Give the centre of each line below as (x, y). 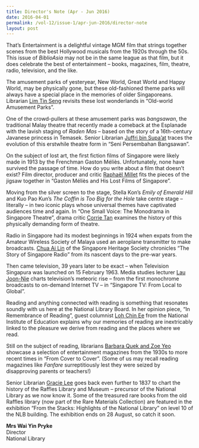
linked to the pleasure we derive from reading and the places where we (93, 328)
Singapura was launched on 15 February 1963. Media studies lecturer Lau (96, 272)
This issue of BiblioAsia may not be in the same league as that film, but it (95, 58)
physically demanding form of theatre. (53, 224)
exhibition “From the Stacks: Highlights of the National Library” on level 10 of (100, 408)
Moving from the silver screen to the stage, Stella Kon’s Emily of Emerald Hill (99, 192)
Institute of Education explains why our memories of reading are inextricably (99, 322)
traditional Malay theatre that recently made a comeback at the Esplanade (97, 125)
